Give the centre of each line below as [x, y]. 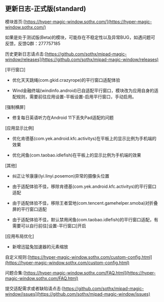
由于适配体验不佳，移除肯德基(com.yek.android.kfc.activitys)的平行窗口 [84, 186]
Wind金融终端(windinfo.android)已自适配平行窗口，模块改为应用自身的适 [85, 91]
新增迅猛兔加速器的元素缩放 [40, 246]
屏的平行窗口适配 [29, 209]
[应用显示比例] [20, 128]
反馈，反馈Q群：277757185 [33, 43]
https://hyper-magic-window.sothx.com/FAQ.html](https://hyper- [90, 272]
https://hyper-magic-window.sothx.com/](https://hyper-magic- [89, 22]
